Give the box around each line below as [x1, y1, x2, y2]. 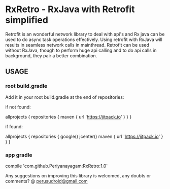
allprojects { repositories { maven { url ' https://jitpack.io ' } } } [5, 114, 132, 120]
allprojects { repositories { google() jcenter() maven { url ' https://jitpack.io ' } [5, 133, 163, 139]
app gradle [5, 151, 32, 158]
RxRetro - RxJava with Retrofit [5, 4, 135, 15]
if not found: [5, 104, 31, 110]
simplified [5, 14, 48, 26]
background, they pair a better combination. [5, 52, 97, 59]
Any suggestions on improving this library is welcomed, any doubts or [5, 172, 151, 178]
